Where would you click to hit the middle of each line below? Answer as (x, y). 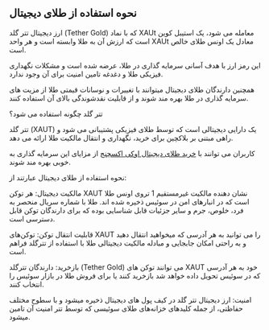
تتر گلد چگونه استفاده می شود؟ (56, 113)
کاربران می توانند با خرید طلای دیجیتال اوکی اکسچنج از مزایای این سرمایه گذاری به (132, 153)
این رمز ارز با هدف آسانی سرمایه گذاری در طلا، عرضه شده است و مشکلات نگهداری (135, 65)
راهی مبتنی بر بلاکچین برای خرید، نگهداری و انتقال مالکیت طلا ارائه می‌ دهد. (121, 138)
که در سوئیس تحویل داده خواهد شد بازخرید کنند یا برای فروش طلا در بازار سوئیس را (135, 275)
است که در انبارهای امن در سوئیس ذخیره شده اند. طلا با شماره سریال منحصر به (129, 201)
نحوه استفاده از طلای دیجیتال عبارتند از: (68, 177)
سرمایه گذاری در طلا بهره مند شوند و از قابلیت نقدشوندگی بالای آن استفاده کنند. (129, 98)
